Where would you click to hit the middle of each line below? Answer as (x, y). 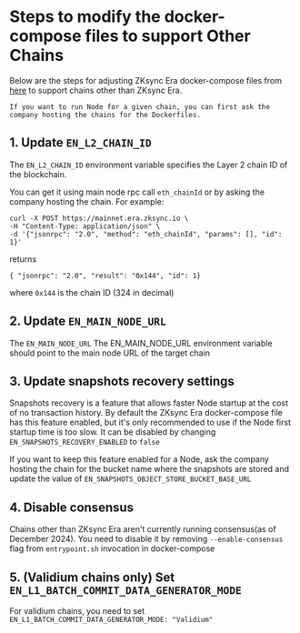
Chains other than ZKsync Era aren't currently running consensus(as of (143, 529)
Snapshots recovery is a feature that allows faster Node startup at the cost (149, 403)
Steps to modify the (85, 17)
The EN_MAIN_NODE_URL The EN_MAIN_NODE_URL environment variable (141, 343)
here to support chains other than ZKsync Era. (96, 90)
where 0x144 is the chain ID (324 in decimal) (92, 292)
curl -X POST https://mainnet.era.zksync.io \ (99, 218)
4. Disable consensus (72, 507)
